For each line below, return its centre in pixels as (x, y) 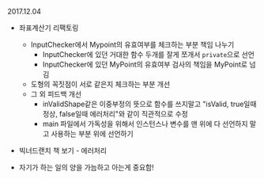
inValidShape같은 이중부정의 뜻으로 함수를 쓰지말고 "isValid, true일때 (149, 104)
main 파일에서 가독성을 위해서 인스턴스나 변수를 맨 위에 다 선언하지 (145, 124)
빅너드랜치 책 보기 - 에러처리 (63, 150)
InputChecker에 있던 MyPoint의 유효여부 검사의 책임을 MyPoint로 (145, 64)
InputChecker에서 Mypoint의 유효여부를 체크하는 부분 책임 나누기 (132, 44)
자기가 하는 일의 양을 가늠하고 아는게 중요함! (87, 167)
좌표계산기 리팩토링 (49, 28)
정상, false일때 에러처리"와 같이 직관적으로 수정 (115, 114)
